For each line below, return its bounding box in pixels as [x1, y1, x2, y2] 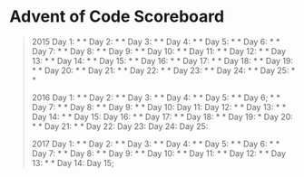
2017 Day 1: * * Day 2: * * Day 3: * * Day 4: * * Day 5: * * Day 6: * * [31, 138, 280, 149]
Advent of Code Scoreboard [9, 6, 225, 27]
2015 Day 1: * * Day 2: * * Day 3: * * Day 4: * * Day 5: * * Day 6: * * [31, 36, 280, 47]
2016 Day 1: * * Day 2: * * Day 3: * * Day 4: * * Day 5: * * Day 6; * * [31, 92, 281, 103]
